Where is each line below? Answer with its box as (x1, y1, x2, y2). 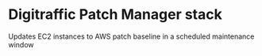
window (8, 39, 34, 49)
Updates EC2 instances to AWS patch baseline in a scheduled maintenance (8, 32, 255, 41)
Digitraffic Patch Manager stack (8, 6, 222, 24)
